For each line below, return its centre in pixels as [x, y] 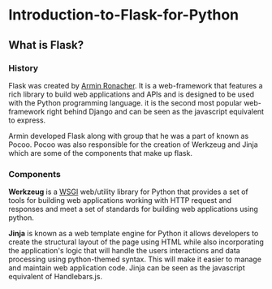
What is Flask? [46, 45]
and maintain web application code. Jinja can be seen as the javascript [127, 268]
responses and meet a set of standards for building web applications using [133, 209]
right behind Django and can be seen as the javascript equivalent [155, 111]
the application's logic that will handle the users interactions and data [125, 251]
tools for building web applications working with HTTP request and [120, 201]
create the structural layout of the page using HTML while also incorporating [136, 242]
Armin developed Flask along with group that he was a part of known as [129, 136]
